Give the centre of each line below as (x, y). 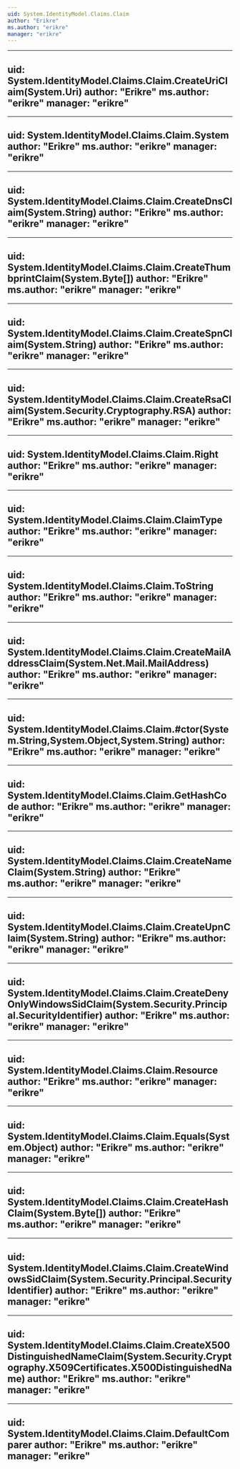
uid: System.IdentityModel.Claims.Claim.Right (113, 454)
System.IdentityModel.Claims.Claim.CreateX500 (119, 1346)
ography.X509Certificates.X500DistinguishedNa (120, 1368)
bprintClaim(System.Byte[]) (71, 279)
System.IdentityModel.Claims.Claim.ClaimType (115, 520)
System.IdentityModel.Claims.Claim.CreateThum (119, 267)
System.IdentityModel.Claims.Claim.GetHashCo (117, 795)
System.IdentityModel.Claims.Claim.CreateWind (118, 1268)
